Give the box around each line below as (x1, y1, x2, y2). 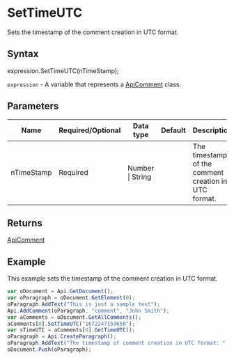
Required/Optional (58, 125, 121, 135)
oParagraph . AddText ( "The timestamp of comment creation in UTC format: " (7, 340, 226, 347)
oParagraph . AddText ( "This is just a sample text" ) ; (7, 301, 160, 308)
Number (127, 163, 155, 173)
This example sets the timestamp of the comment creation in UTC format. (7, 274, 218, 283)
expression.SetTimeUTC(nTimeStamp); (7, 66, 120, 75)
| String (127, 172, 152, 182)
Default (161, 125, 186, 135)
